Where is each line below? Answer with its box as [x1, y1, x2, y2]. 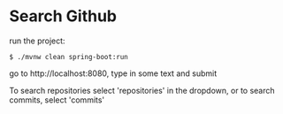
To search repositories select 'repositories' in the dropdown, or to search [9, 85, 276, 95]
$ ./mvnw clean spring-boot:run [9, 52, 128, 61]
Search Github [9, 6, 118, 27]
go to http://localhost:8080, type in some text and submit [9, 68, 218, 79]
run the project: [9, 35, 65, 46]
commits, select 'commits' [9, 95, 105, 105]
